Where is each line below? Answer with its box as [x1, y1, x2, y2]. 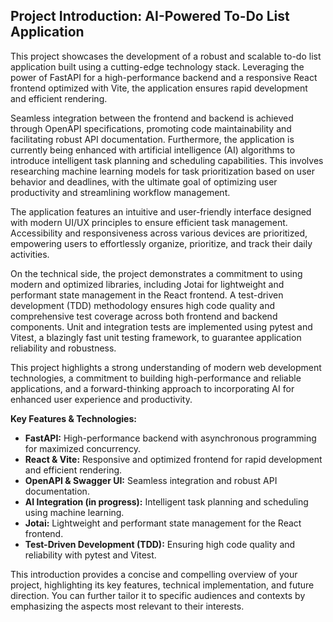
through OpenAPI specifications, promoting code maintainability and [10, 122, 292, 134]
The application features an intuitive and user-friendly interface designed [10, 205, 312, 218]
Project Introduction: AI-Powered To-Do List [10, 8, 290, 25]
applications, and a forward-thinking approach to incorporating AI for [10, 382, 295, 394]
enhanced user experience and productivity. [10, 393, 193, 405]
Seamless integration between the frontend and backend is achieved [10, 112, 294, 124]
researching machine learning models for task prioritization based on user [10, 165, 315, 177]
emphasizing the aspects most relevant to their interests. [10, 600, 245, 612]
